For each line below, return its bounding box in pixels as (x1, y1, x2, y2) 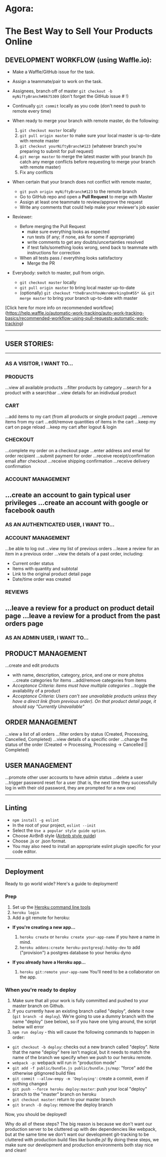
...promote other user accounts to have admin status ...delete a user (5, 775, 143, 781)
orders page (5, 619, 43, 628)
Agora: (5, 3, 34, 14)
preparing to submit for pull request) (19, 148, 94, 154)
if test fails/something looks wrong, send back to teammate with (27, 244, 158, 250)
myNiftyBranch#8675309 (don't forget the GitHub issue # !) (12, 93, 129, 99)
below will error (12, 1024, 44, 1030)
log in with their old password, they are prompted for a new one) (5, 785, 136, 791)
